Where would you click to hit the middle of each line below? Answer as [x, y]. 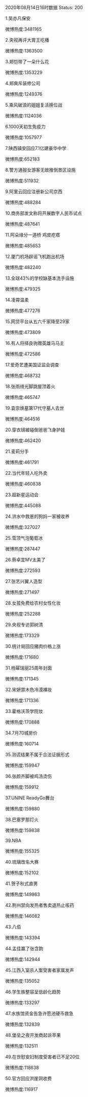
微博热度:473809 [23, 332]
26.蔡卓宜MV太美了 [26, 560]
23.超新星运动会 [22, 495]
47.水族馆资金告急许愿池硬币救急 [39, 1013]
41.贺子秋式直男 [21, 884]
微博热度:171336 [22, 700]
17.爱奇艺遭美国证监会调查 [32, 365]
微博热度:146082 [23, 916]
